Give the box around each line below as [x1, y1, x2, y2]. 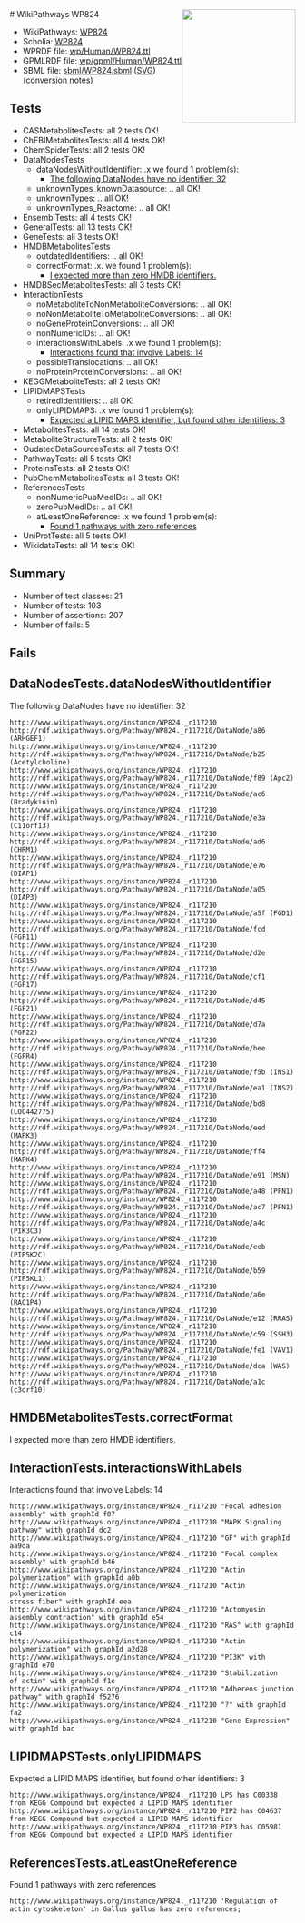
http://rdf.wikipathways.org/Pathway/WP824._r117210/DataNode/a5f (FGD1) [9, 908, 295, 918]
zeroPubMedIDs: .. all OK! [35, 501, 133, 512]
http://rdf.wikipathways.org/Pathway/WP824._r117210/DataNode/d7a [9, 1020, 266, 1029]
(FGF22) [9, 1028, 39, 1037]
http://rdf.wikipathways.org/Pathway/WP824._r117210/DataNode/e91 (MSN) [9, 1170, 290, 1179]
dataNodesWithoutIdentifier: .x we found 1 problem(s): [35, 163, 239, 174]
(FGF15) [9, 956, 39, 965]
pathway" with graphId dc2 [9, 1525, 112, 1535]
